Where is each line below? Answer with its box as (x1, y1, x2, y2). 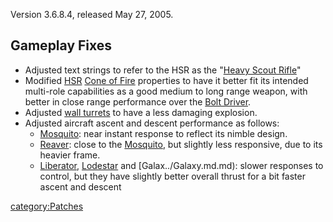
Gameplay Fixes (10, 37, 113, 54)
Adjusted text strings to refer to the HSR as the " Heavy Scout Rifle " (24, 64, 302, 76)
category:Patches (10, 200, 84, 212)
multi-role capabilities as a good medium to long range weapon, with (24, 85, 308, 97)
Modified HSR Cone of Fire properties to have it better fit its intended (24, 74, 309, 86)
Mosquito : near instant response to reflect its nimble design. (39, 127, 288, 139)
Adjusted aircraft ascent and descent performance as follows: (24, 117, 280, 129)
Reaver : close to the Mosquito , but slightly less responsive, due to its (39, 138, 323, 150)
